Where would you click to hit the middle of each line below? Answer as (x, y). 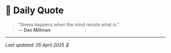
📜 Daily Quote (35, 10)
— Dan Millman (34, 30)
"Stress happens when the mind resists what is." (68, 24)
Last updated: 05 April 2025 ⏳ (37, 45)
